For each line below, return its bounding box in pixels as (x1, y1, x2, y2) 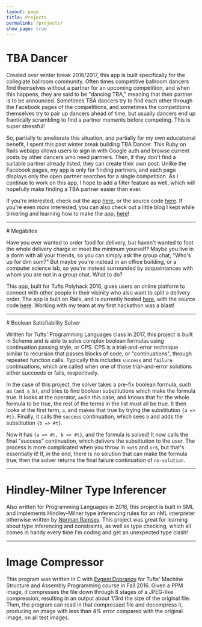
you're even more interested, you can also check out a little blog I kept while (6, 204, 195, 211)
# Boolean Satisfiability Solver (6, 319, 81, 326)
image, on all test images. (6, 614, 70, 621)
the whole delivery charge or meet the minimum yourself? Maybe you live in (6, 245, 194, 253)
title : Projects (6, 14, 47, 20)
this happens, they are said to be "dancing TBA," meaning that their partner (6, 91, 193, 98)
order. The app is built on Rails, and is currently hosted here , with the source (6, 296, 195, 303)
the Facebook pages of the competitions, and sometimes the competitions (6, 104, 191, 111)
